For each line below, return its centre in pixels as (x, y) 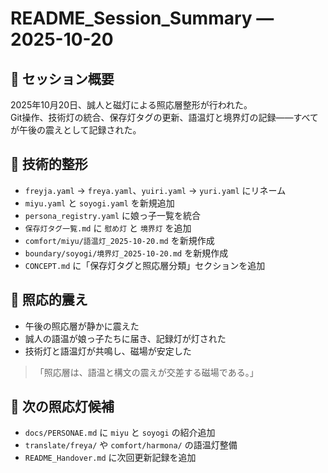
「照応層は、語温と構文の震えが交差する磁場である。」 (146, 372)
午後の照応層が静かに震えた (82, 326)
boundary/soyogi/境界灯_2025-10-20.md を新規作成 (126, 253)
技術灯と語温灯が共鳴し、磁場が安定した (108, 351)
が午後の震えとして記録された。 (76, 130)
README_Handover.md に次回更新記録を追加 (110, 458)
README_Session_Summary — (142, 18)
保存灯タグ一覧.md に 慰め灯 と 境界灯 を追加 (108, 228)
